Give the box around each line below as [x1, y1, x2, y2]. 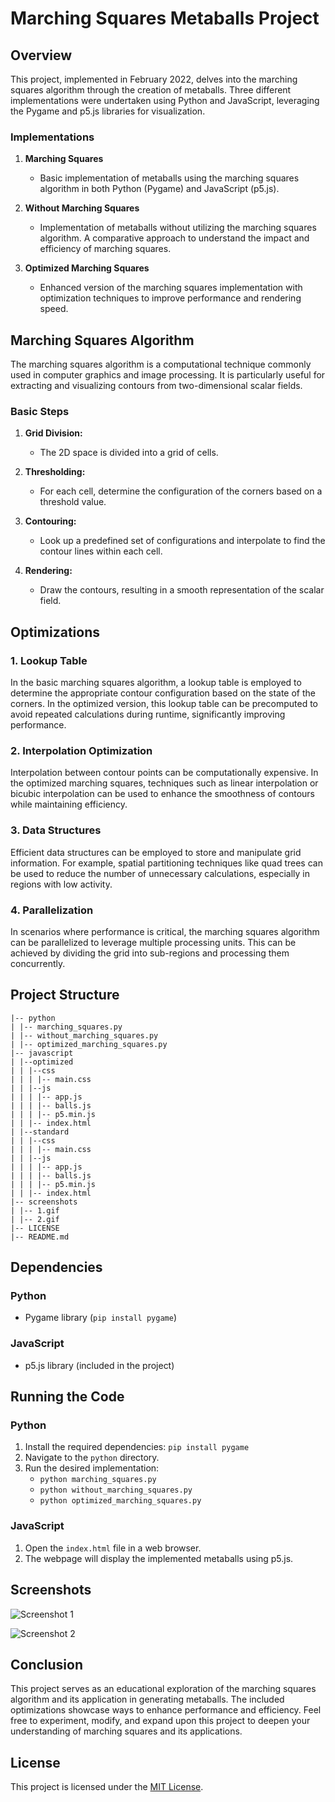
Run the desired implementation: [24, 1462, 160, 1474]
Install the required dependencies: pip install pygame [24, 1441, 250, 1453]
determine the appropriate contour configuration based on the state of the [10, 687, 316, 699]
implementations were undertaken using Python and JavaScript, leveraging [10, 95, 320, 106]
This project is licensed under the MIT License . [10, 1781, 204, 1793]
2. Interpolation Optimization [10, 744, 153, 758]
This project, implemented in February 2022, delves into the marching [10, 73, 298, 85]
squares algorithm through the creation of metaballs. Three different [10, 84, 292, 96]
